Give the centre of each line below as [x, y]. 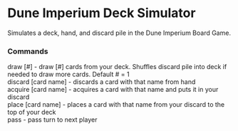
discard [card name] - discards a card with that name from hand [102, 82]
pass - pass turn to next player [52, 120]
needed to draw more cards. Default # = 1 [68, 74]
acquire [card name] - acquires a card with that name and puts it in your [113, 90]
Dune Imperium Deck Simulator [102, 13]
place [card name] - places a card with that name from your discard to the [116, 105]
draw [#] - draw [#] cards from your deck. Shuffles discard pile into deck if [117, 67]
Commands [28, 51]
